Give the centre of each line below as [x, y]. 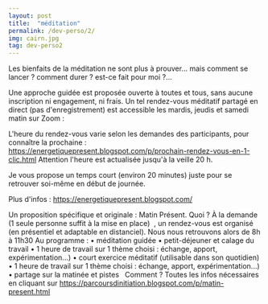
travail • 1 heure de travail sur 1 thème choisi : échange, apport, [113, 249]
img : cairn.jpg [34, 38]
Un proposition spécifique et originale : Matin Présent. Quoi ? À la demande [133, 215]
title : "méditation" [45, 23]
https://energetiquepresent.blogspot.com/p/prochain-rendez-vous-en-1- [129, 151]
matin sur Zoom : [37, 118]
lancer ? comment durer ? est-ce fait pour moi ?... [91, 77]
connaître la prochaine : [47, 142]
